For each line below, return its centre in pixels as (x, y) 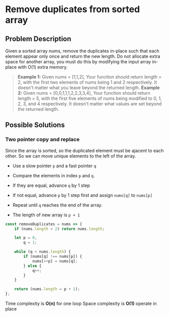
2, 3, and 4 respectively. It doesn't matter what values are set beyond (90, 104)
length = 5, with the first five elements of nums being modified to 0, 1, (90, 98)
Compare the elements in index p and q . (53, 175)
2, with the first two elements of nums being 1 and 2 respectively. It (87, 82)
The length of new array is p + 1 (46, 215)
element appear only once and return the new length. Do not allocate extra (83, 56)
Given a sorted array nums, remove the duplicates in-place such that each (82, 51)
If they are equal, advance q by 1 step (51, 185)
